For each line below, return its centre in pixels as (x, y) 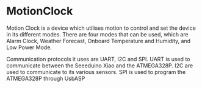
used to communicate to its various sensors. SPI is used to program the (96, 72)
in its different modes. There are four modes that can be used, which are (97, 34)
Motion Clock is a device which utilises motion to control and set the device (101, 28)
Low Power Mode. (29, 47)
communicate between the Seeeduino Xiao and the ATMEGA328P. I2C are (100, 66)
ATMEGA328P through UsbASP (46, 78)
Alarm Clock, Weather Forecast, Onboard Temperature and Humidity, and (99, 41)
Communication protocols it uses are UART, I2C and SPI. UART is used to (98, 59)
